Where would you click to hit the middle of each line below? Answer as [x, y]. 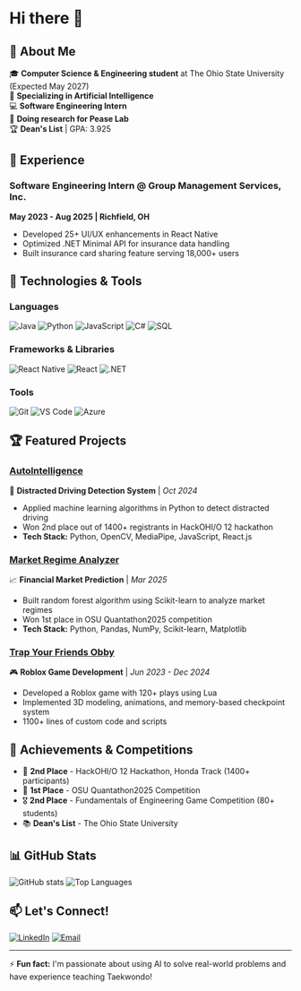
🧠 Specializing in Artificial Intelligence [82, 96]
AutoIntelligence [46, 471]
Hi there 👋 [46, 18]
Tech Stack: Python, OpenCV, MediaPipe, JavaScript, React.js [137, 536]
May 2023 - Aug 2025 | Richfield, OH [80, 216]
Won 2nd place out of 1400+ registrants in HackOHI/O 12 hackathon [147, 527]
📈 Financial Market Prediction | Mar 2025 [88, 579]
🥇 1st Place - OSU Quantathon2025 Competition [111, 790]
